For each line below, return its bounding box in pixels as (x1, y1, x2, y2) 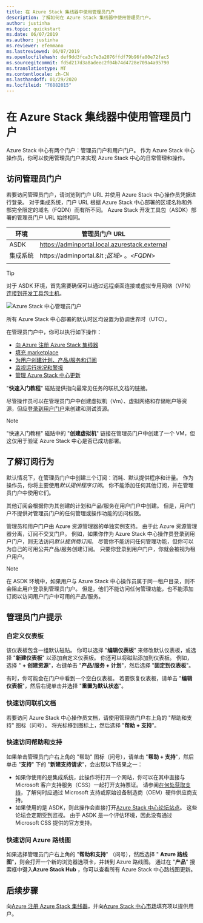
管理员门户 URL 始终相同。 (16, 214, 84, 221)
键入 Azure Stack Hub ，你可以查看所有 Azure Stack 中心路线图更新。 (22, 866, 196, 873)
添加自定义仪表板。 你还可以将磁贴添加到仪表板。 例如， (51, 654, 193, 661)
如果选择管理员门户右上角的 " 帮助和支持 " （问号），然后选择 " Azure (6, 851, 176, 858)
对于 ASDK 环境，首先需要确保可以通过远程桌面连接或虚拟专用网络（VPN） (6, 282, 195, 289)
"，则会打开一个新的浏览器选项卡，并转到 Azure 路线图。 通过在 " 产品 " (12, 858, 189, 865)
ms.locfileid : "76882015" (6, 83, 72, 89)
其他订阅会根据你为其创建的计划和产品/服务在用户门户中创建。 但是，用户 (6, 502, 190, 509)
